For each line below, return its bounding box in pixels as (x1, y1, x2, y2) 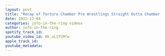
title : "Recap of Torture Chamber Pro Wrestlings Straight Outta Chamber (5, 12, 161, 17)
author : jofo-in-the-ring (5, 25, 58, 30)
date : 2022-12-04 (5, 16, 41, 21)
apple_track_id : (5, 39, 39, 44)
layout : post (5, 7, 32, 12)
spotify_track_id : (5, 30, 43, 35)
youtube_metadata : (5, 43, 43, 48)
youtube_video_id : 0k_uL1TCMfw (5, 35, 70, 39)
